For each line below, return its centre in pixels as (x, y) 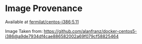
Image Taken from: (24, 31)
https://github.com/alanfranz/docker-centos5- (90, 31)
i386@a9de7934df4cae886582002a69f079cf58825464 (62, 36)
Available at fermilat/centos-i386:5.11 (42, 22)
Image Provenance (44, 8)
